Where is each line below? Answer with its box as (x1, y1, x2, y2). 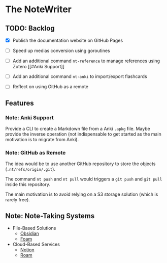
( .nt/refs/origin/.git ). (5, 166, 56, 172)
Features (5, 98, 34, 108)
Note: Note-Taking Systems (5, 212, 95, 220)
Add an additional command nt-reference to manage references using (12, 58, 160, 64)
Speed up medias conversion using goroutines (12, 47, 110, 54)
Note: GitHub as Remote (5, 149, 66, 156)
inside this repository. (5, 181, 51, 188)
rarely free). (5, 197, 30, 203)
